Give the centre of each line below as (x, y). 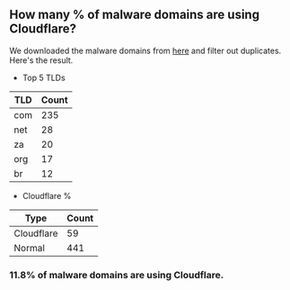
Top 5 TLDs (44, 77)
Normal (29, 248)
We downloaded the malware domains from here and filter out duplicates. (145, 50)
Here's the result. (41, 60)
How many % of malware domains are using (135, 15)
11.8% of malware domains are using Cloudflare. (117, 275)
